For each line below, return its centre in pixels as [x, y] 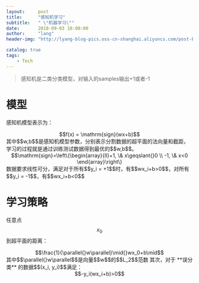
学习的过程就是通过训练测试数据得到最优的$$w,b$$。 [72, 148]
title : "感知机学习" [36, 17]
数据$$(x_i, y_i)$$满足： [52, 267]
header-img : [21, 39]
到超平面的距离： [27, 241]
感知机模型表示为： [30, 122]
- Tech [25, 61]
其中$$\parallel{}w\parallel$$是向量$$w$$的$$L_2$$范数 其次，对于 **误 [97, 260]
